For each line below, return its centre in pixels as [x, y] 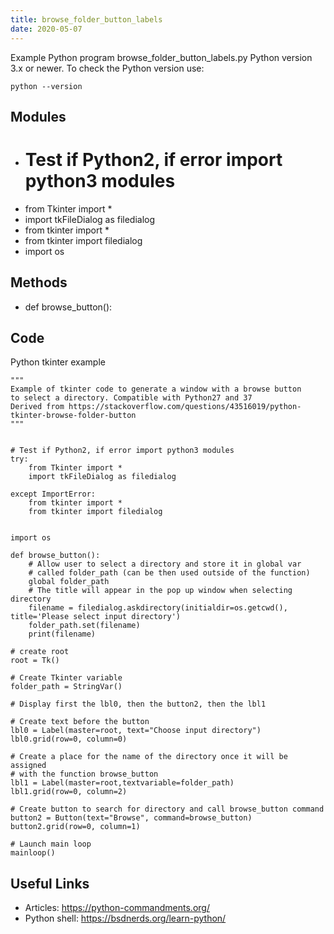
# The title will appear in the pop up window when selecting [160, 591]
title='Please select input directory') [96, 617]
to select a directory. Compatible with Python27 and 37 [131, 398]
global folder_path [69, 582]
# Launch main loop [51, 844]
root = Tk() [35, 661]
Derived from [37, 407]
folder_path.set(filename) [84, 626]
